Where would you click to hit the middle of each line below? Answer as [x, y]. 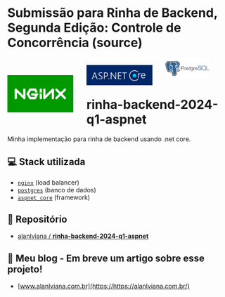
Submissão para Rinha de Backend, [112, 13]
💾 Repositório [37, 219]
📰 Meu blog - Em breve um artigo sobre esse [106, 258]
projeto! [25, 269]
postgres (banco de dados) [57, 190]
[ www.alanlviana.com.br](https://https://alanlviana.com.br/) [103, 286]
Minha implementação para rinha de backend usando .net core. [99, 139]
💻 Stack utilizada [46, 162]
